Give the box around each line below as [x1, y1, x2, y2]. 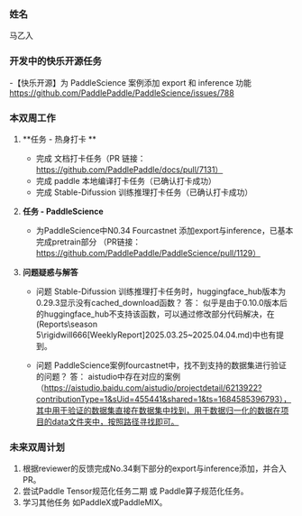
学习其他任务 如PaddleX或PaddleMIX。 [22, 497, 168, 508]
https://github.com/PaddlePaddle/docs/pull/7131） [35, 164, 224, 175]
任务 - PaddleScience [22, 206, 104, 217]
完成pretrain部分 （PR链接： [35, 236, 142, 247]
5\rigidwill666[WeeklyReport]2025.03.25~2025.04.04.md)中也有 [35, 329, 277, 340]
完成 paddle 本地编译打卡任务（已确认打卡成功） [35, 175, 216, 186]
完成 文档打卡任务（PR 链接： [35, 152, 146, 163]
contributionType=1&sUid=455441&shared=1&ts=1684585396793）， [35, 393, 291, 404]
